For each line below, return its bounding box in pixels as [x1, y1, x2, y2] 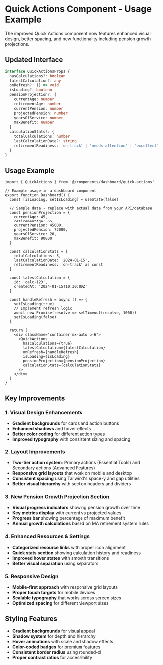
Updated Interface [5, 56, 63, 64]
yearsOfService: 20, [14, 232, 57, 237]
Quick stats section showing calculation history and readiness [12, 550, 141, 556]
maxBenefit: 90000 [14, 236, 52, 241]
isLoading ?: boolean [9, 87, 52, 93]
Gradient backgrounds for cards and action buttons [12, 420, 119, 426]
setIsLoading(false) [14, 315, 57, 320]
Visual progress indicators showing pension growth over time [12, 505, 141, 511]
